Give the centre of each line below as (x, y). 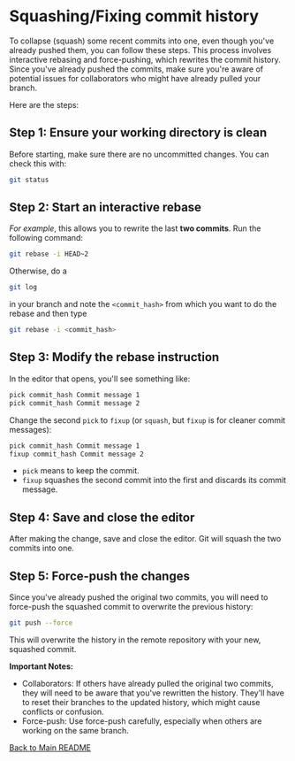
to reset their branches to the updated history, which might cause (141, 702)
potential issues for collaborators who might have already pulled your (135, 78)
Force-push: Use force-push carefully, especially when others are (142, 721)
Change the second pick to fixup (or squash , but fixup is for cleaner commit (147, 420)
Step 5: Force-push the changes (99, 576)
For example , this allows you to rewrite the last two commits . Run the (135, 228)
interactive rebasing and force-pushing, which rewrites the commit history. (145, 59)
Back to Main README (50, 747)
